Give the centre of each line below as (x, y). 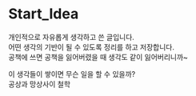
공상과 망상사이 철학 (39, 84)
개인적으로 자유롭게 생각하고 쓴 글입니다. (71, 37)
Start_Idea (44, 14)
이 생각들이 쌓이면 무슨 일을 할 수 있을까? (72, 74)
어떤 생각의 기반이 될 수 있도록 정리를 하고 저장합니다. (91, 47)
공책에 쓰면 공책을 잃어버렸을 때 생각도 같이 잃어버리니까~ (98, 57)
